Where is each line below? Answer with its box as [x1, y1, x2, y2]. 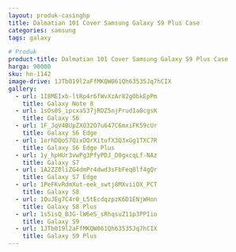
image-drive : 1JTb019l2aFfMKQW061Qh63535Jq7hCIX [8, 77, 172, 86]
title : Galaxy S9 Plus [22, 232, 97, 240]
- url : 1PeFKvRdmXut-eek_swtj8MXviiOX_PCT [15, 181, 158, 189]
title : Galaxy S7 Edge [22, 174, 97, 181]
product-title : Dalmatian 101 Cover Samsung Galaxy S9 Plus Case [8, 55, 228, 63]
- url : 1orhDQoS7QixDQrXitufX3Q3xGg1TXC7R [15, 136, 158, 144]
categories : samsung [8, 26, 77, 34]
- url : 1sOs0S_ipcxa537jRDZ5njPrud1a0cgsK [15, 107, 158, 115]
